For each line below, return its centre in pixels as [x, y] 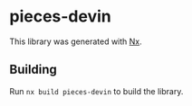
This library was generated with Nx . [76, 41]
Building [33, 70]
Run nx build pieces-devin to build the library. [96, 91]
